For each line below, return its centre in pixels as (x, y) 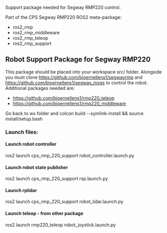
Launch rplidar (21, 190)
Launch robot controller (31, 144)
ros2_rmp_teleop (30, 38)
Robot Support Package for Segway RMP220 (78, 60)
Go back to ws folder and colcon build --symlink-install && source (75, 113)
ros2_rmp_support (32, 43)
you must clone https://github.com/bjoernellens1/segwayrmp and (74, 77)
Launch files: (22, 132)
